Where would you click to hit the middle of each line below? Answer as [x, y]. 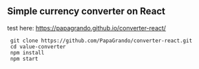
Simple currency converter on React [86, 11]
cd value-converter [38, 47]
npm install [27, 52]
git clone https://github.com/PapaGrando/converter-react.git [101, 41]
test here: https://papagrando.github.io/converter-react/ [87, 28]
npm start [24, 59]
